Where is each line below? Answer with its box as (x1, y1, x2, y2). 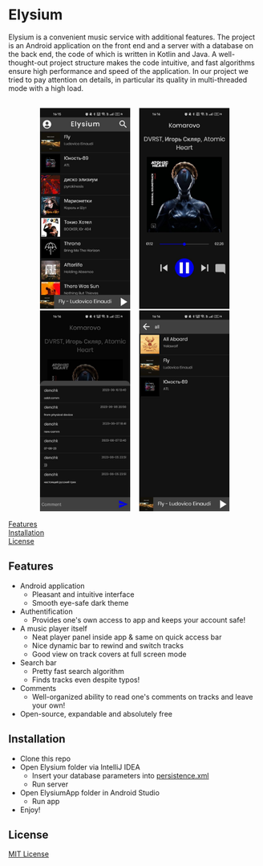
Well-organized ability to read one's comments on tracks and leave (31, 692, 253, 701)
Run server (31, 779, 69, 789)
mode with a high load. (8, 83, 84, 93)
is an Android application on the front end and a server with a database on (8, 40, 254, 50)
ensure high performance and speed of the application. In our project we (8, 66, 249, 76)
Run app (31, 796, 60, 806)
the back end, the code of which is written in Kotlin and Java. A (8, 49, 217, 59)
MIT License (8, 849, 50, 859)
